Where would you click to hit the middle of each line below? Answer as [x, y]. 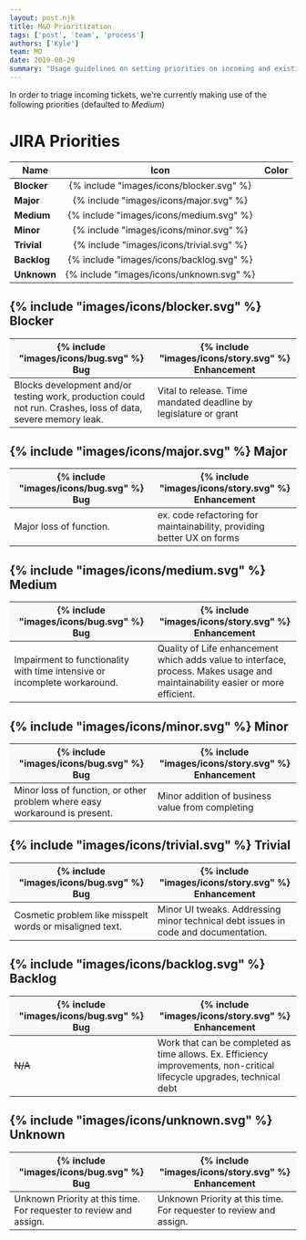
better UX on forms [199, 538]
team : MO [26, 52]
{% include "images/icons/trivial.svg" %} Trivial [150, 846]
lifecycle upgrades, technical [219, 1077]
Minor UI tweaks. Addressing [219, 909]
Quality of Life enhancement [219, 648]
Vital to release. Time [203, 390]
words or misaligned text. [68, 926]
